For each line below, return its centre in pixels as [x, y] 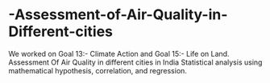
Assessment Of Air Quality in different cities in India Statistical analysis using [135, 62]
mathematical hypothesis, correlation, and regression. [98, 70]
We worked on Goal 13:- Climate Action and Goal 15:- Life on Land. [119, 53]
